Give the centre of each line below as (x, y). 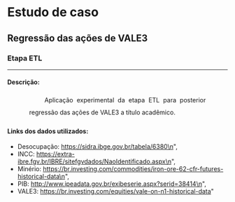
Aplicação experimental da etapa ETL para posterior (125, 100)
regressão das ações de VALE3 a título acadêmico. (102, 112)
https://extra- (55, 154)
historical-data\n (41, 177)
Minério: (29, 169)
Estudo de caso (53, 12)
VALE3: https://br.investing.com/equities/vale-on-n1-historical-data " (116, 191)
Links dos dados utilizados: (48, 131)
